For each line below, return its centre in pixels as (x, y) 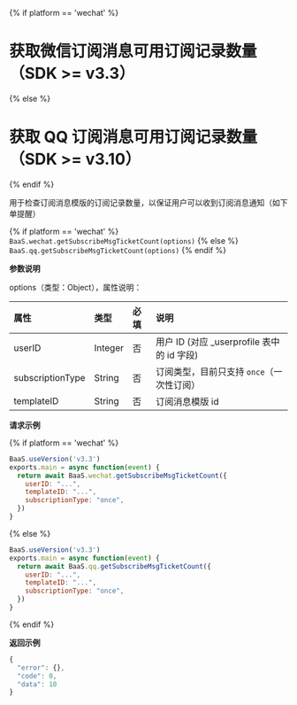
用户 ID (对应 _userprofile (208, 342)
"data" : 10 (37, 684)
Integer (109, 347)
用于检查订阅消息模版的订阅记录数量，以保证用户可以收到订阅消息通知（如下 (148, 202)
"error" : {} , (41, 668)
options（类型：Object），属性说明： (76, 287)
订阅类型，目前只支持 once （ (215, 371)
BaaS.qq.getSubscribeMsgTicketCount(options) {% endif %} (118, 250)
